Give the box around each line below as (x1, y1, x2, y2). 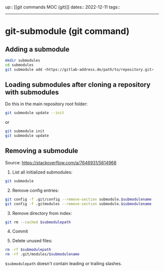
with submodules (5, 88, 59, 97)
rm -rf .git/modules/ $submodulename (5, 252, 80, 257)
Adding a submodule (5, 45, 70, 53)
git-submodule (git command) (5, 26, 130, 37)
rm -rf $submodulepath (5, 247, 51, 252)
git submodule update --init (5, 111, 64, 116)
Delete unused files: (12, 238, 53, 244)
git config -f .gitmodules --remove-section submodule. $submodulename (5, 201, 152, 206)
